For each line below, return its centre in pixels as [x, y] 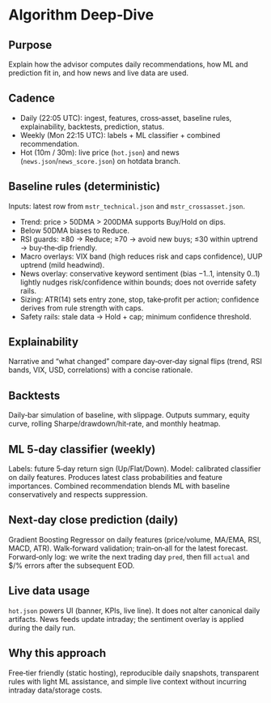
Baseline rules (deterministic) [84, 187]
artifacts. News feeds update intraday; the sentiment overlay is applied [126, 619]
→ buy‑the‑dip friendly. [59, 247]
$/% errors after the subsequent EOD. [72, 565]
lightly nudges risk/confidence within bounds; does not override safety [138, 282]
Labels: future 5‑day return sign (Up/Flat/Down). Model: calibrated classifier [135, 469]
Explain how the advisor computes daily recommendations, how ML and [128, 64]
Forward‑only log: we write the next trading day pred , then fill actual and [129, 556]
